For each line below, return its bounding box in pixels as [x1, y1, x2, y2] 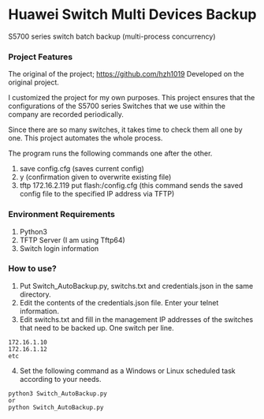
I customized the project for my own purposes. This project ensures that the [8, 93, 255, 103]
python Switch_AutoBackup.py [8, 403, 104, 411]
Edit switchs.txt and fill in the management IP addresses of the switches [19, 314, 254, 324]
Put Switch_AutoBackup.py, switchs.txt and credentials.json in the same [19, 281, 254, 290]
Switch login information [19, 243, 99, 253]
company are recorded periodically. [8, 110, 124, 119]
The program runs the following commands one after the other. [8, 148, 213, 159]
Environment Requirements [8, 209, 116, 220]
